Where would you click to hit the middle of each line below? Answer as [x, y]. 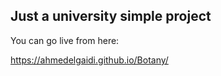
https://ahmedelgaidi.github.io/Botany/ [89, 60]
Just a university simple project [111, 16]
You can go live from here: [65, 40]
